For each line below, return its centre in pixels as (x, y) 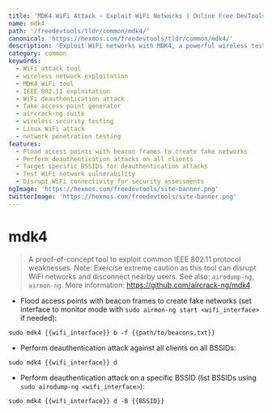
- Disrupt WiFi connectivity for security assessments (110, 182)
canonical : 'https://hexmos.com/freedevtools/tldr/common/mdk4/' (121, 38)
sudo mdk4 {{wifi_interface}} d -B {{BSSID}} (86, 401)
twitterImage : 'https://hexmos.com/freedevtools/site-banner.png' (123, 196)
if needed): (38, 317)
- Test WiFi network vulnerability (76, 174)
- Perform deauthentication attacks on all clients (105, 159)
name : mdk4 (27, 23)
